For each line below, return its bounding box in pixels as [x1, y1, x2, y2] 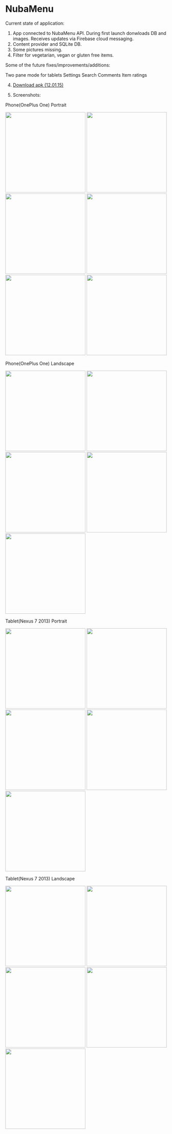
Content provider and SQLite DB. [12, 41, 82, 47]
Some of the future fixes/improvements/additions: [5, 62, 111, 68]
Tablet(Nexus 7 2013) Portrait [5, 618, 68, 624]
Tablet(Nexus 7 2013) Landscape [5, 875, 75, 881]
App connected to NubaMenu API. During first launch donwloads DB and [12, 30, 166, 36]
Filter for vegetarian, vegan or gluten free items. [12, 52, 114, 58]
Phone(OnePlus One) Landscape [5, 360, 74, 366]
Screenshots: [12, 92, 41, 98]
